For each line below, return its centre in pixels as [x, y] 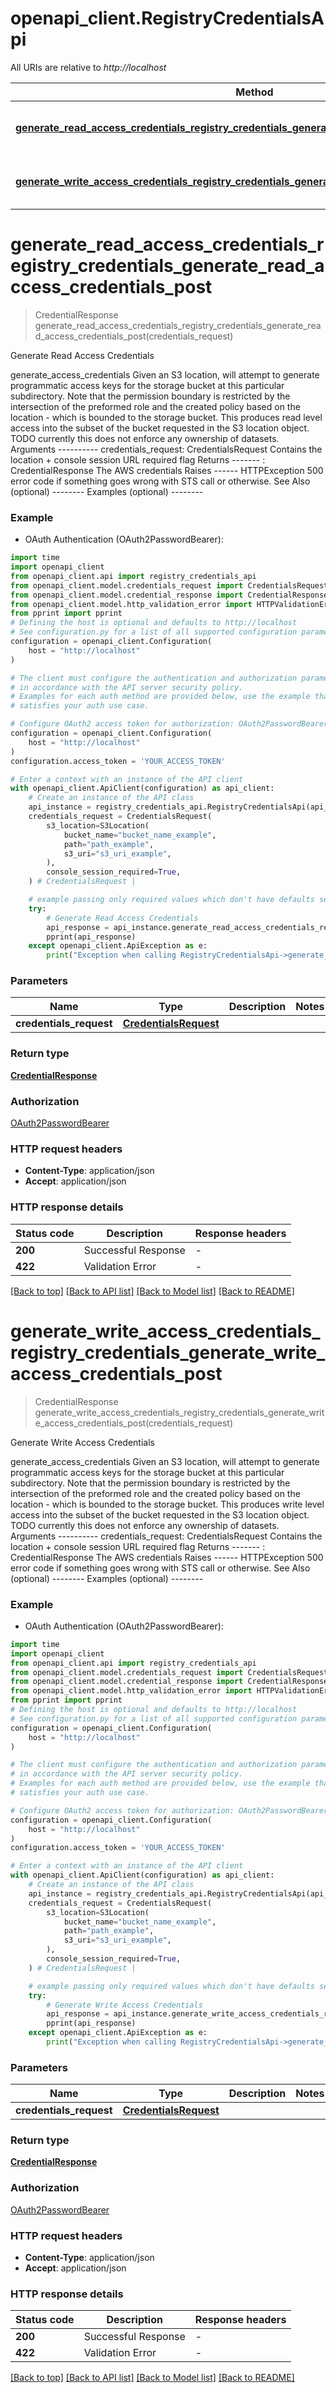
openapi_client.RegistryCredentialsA [167, 18]
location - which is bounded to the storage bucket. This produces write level [167, 1504]
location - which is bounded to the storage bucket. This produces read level [166, 417]
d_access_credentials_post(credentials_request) [134, 336]
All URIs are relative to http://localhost [88, 67]
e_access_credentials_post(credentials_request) [134, 1423]
